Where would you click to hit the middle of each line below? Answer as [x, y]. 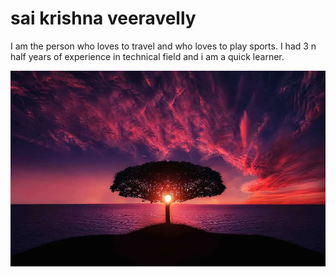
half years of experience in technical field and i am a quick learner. [147, 56]
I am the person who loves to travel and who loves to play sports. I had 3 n [163, 46]
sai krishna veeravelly [103, 18]
